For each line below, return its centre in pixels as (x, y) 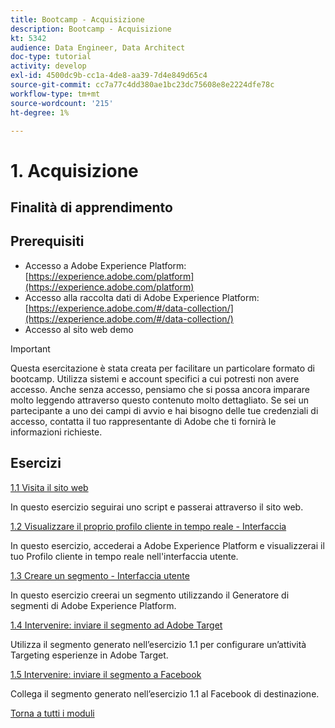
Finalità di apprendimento (91, 207)
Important (30, 348)
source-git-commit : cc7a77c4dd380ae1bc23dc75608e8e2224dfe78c (142, 85)
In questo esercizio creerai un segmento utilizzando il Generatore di (150, 595)
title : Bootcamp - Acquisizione (77, 19)
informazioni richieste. (56, 432)
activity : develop (48, 66)
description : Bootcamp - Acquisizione (91, 29)
